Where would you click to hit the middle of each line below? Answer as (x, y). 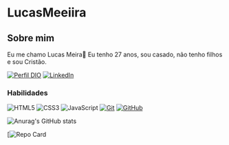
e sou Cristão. (27, 62)
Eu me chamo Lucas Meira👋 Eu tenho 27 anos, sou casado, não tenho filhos (115, 54)
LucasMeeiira (47, 13)
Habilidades (28, 93)
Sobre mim (31, 38)
